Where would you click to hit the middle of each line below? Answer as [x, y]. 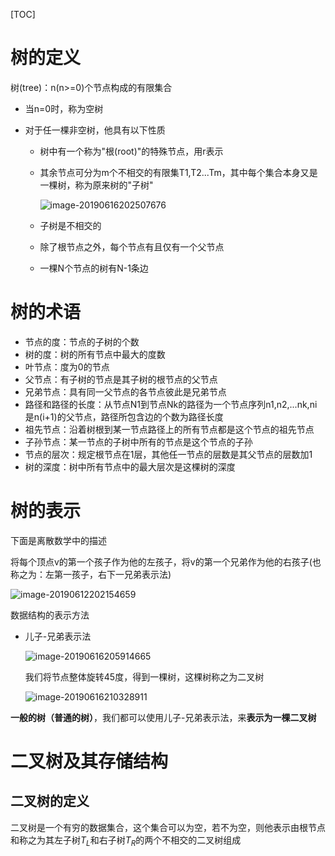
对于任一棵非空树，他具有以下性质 [95, 130]
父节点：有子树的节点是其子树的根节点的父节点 [121, 379]
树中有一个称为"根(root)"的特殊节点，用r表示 [131, 151]
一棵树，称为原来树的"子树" [96, 185]
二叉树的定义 [50, 801]
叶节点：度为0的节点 [67, 366]
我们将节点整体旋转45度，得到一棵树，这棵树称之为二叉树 [144, 676]
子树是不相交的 [70, 225]
